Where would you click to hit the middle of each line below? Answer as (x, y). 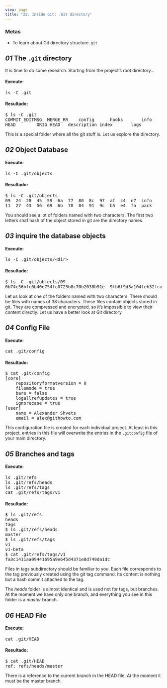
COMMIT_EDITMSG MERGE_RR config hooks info (79, 120)
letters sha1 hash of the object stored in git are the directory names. (74, 220)
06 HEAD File (26, 615)
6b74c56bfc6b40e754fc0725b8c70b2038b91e (55, 287)
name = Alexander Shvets (46, 413)
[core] (13, 378)
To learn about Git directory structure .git (55, 42)
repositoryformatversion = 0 (51, 383)
